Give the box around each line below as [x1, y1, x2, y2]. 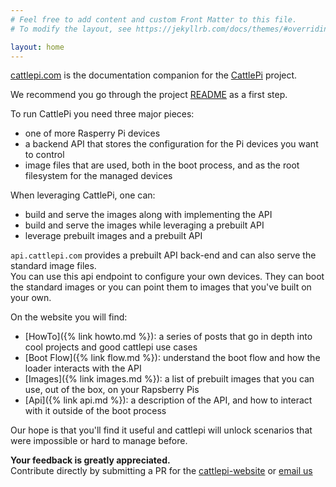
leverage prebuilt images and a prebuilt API [24, 230, 203, 242]
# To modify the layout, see [10, 24, 132, 34]
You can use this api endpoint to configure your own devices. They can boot [10, 271, 325, 283]
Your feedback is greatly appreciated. [10, 454, 171, 466]
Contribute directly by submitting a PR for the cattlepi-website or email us [10, 465, 313, 477]
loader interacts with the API [24, 362, 142, 375]
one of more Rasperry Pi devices [24, 127, 161, 140]
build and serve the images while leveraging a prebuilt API [24, 219, 265, 231]
